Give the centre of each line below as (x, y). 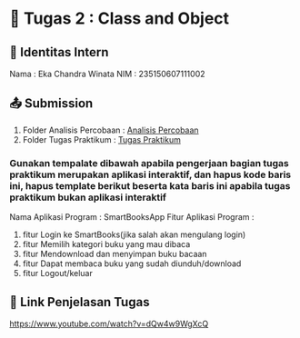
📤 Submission (51, 104)
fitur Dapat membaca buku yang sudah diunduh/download (132, 263)
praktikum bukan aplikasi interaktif (88, 197)
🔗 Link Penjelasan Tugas (80, 302)
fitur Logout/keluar (57, 273)
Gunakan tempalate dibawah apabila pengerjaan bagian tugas (149, 163)
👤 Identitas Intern (59, 52)
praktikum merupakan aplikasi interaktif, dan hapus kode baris (150, 174)
